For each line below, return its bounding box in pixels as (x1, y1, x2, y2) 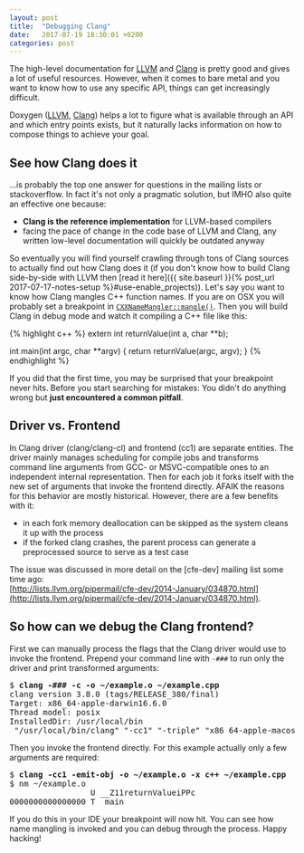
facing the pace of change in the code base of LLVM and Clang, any (22, 225, 278, 236)
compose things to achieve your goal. (9, 129, 150, 140)
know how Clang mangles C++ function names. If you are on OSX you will (9, 292, 285, 302)
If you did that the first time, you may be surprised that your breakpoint (9, 373, 274, 384)
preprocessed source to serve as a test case (22, 546, 189, 557)
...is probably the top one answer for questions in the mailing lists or (9, 179, 262, 190)
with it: (9, 500, 34, 511)
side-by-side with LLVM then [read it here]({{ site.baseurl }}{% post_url (9, 273, 275, 283)
